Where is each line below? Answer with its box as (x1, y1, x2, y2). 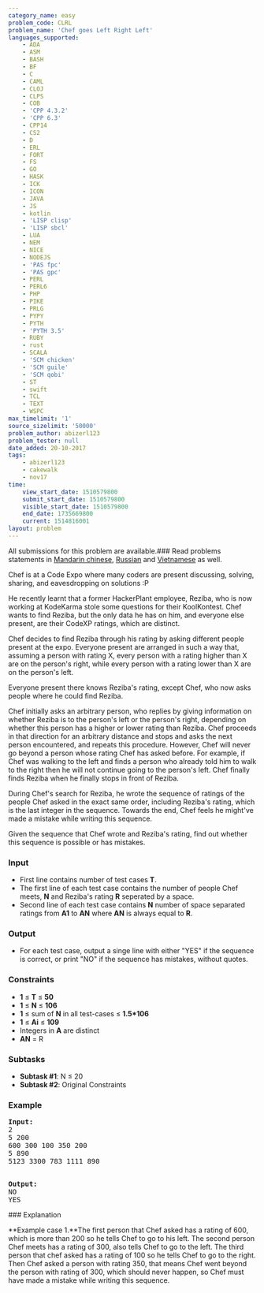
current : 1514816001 (22, 517, 90, 525)
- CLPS (22, 92, 44, 100)
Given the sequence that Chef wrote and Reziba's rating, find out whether (8, 829, 248, 838)
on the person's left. (8, 667, 74, 676)
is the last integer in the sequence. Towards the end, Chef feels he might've (8, 805, 254, 814)
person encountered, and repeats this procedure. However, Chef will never (8, 740, 251, 749)
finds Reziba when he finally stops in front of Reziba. (8, 773, 180, 783)
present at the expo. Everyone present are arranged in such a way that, (8, 642, 240, 651)
